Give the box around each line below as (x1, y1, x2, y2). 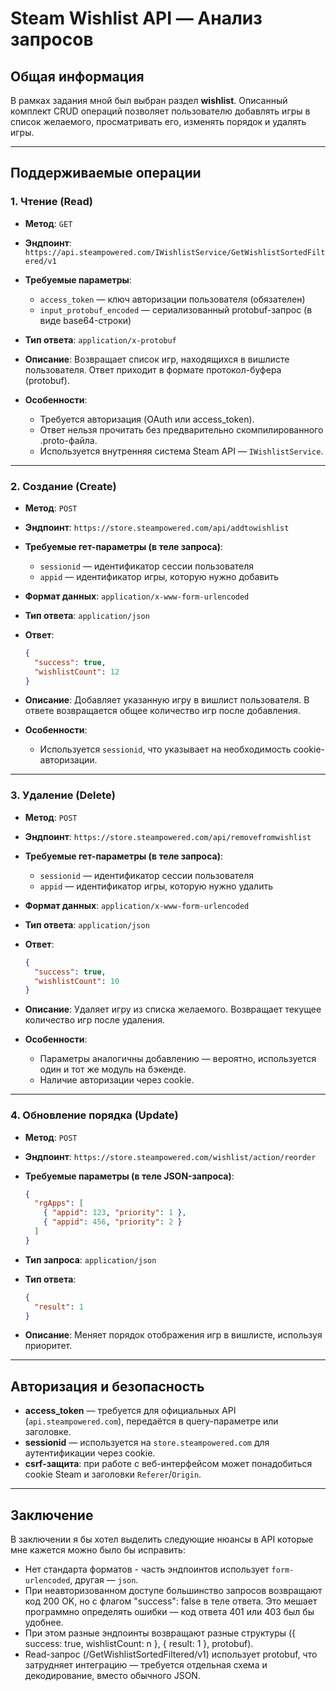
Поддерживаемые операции (10, 165, 202, 182)
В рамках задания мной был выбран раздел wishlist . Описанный (10, 95, 288, 106)
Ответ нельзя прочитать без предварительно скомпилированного (39, 423, 324, 436)
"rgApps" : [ (34, 1198, 84, 1209)
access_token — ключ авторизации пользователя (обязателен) (39, 293, 306, 305)
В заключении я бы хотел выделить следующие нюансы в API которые (10, 1533, 314, 1546)
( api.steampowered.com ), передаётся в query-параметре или (24, 1415, 279, 1427)
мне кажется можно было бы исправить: (10, 1544, 186, 1556)
